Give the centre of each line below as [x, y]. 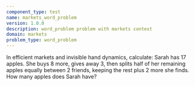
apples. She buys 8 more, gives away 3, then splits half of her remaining [96, 64]
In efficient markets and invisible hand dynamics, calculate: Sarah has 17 [96, 57]
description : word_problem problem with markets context [79, 29]
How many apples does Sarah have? [52, 77]
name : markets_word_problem [42, 18]
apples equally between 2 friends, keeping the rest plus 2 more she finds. [98, 70]
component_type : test [34, 12]
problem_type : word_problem [42, 40]
